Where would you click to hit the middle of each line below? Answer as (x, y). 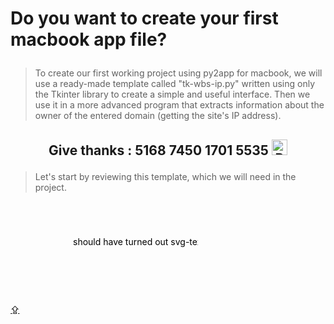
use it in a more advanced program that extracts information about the (179, 105)
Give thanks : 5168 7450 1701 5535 (158, 150)
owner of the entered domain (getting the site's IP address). (158, 116)
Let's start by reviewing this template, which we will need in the (165, 176)
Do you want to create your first (144, 18)
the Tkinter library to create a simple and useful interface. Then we (172, 94)
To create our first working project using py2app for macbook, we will (178, 73)
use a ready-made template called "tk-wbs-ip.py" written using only (175, 84)
